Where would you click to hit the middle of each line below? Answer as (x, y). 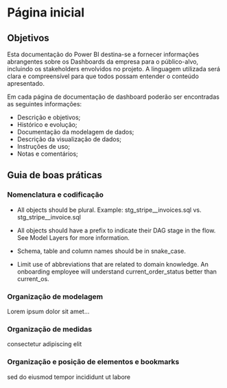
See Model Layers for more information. (73, 237)
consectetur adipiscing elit (45, 344)
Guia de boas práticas (55, 175)
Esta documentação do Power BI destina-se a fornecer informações (103, 54)
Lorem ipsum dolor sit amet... (48, 311)
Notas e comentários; (48, 154)
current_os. (33, 278)
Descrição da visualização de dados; (69, 139)
